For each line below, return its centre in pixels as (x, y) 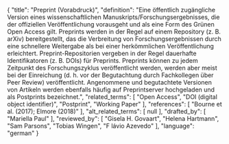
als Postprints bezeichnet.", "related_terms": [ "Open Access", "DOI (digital (112, 97)
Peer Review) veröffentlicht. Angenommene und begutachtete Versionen (110, 82)
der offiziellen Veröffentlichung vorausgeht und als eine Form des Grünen (111, 24)
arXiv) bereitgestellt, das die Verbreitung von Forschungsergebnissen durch (114, 39)
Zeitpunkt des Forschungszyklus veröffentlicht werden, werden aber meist (112, 68)
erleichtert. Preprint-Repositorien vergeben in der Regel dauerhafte (102, 53)
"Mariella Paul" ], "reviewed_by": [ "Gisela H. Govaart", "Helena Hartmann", (113, 118)
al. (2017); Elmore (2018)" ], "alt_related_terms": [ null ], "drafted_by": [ (107, 111)
